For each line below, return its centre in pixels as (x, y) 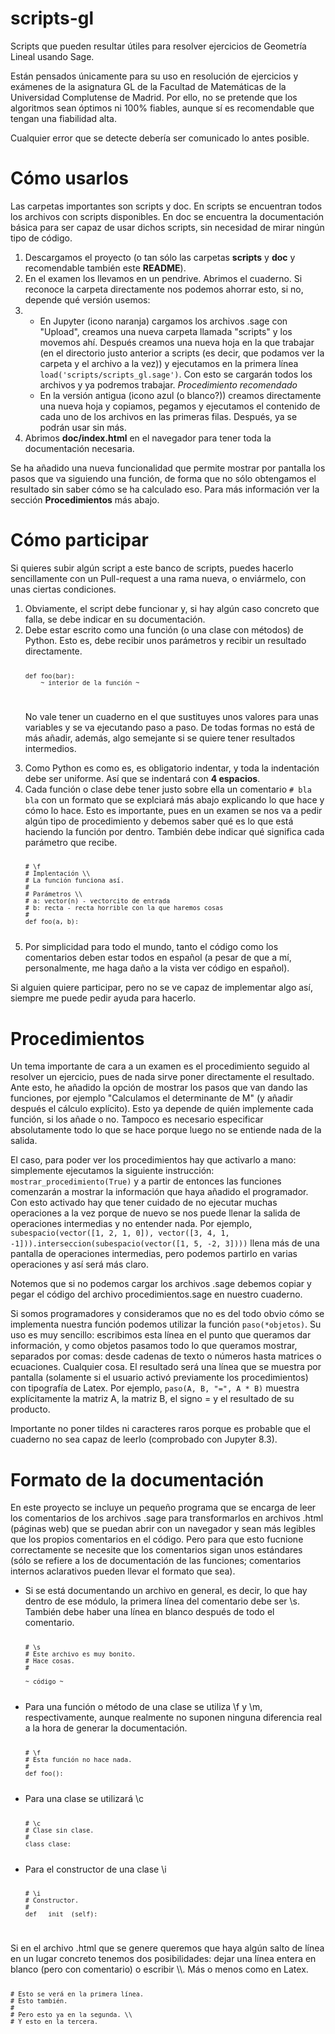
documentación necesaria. (79, 448)
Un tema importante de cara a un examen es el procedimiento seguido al (160, 1066)
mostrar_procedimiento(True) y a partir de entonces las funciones (146, 1181)
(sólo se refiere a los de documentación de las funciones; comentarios (156, 1561)
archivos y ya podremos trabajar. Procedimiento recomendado (168, 384)
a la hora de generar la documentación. (106, 1728)
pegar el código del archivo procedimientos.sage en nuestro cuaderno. (156, 1294)
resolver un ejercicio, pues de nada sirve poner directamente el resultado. (162, 1077)
